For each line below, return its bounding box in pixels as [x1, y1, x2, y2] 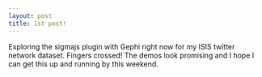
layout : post [8, 11, 53, 20]
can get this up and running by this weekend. [8, 58, 159, 69]
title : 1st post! [8, 19, 67, 28]
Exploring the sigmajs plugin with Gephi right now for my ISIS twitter [8, 41, 235, 51]
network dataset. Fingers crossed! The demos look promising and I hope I [8, 50, 255, 60]
